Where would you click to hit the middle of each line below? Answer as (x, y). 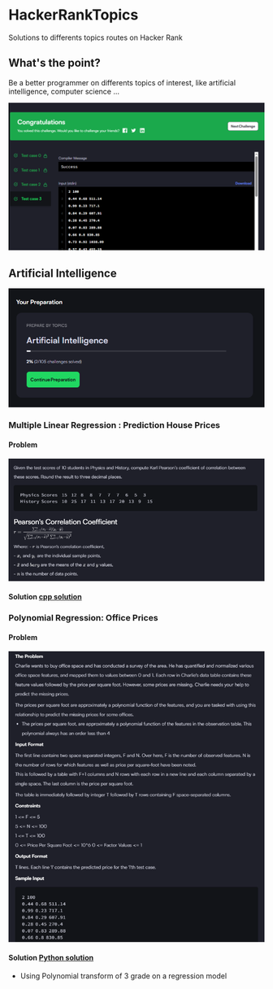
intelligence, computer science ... (64, 91)
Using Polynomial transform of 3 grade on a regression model (123, 976)
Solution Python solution (51, 958)
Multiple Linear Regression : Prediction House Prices (115, 425)
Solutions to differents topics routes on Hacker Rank (95, 37)
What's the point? (55, 63)
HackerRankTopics (74, 15)
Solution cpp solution (45, 597)
